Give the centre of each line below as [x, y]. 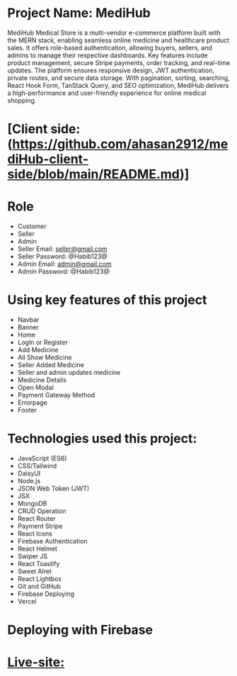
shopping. [22, 100]
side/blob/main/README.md [94, 174]
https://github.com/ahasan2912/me [120, 144]
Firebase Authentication [52, 541]
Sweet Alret [34, 571]
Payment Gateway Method [56, 395]
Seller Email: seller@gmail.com [62, 249]
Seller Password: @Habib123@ [63, 257]
